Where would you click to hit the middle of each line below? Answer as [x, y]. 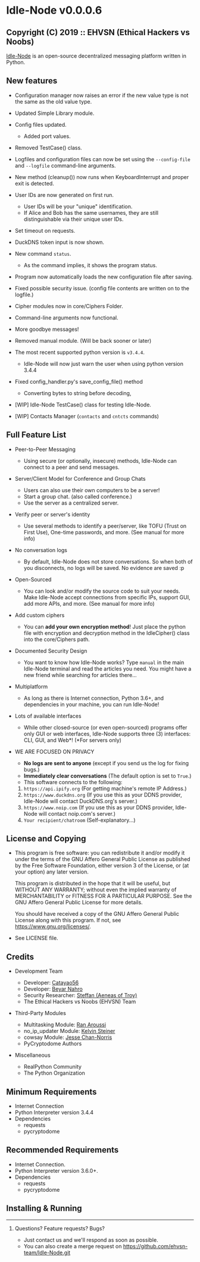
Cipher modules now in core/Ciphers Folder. [69, 306]
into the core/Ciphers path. [57, 639]
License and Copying [46, 839]
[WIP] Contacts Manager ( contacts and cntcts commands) [87, 416]
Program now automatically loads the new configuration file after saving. [104, 277]
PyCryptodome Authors [53, 1044]
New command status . [43, 253]
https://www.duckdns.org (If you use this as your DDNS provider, [103, 794]
